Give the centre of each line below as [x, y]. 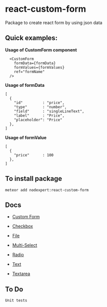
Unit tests [16, 301]
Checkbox [23, 226]
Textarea [21, 274]
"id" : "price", [39, 102]
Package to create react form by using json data [54, 23]
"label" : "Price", [39, 115]
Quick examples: [31, 38]
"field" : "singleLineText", [49, 111]
